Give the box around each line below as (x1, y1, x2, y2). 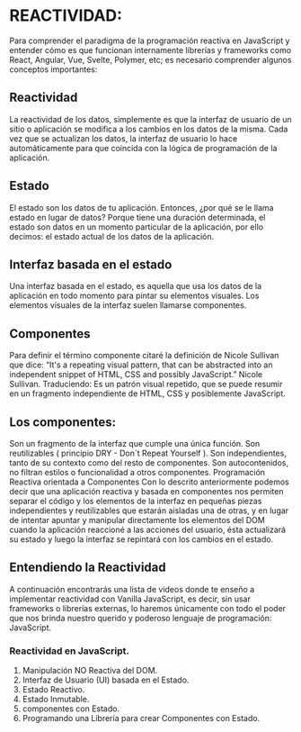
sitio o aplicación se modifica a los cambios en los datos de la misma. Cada (9, 123, 288, 134)
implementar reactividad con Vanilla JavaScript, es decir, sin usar (9, 593, 252, 604)
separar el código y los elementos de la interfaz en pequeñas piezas (9, 496, 262, 506)
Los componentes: (9, 414, 117, 429)
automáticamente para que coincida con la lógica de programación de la (9, 142, 278, 153)
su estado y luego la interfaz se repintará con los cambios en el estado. (9, 534, 274, 545)
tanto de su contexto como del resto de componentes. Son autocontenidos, (9, 457, 289, 468)
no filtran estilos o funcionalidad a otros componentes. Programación (9, 467, 266, 477)
